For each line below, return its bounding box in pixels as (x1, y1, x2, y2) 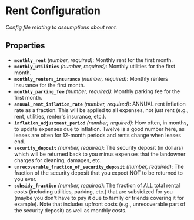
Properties (5, 41, 45, 51)
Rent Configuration (5, 4, 101, 18)
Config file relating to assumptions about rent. (5, 24, 118, 31)
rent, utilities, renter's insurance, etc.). (14, 113, 106, 120)
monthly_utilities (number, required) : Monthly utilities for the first (14, 63, 176, 70)
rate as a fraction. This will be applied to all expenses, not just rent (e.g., (14, 106, 189, 113)
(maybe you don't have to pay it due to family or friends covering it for (14, 194, 185, 201)
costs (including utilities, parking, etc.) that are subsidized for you (14, 188, 173, 195)
